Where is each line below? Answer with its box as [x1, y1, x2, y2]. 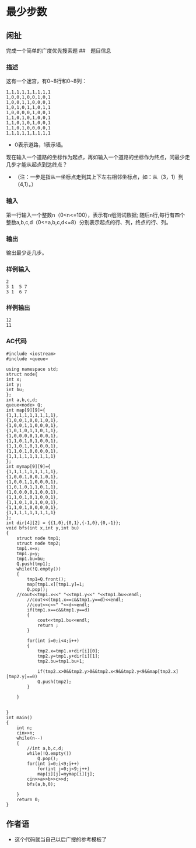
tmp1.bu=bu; [16, 556, 45, 562]
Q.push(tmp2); [37, 679, 72, 685]
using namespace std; [6, 366, 59, 372]
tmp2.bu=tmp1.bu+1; [37, 658, 85, 664]
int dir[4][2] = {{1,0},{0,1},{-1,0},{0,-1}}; [6, 519, 121, 526]
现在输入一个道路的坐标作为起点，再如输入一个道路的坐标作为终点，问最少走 [6, 153, 190, 161]
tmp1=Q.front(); [27, 576, 66, 582]
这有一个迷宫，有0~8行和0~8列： [6, 77, 87, 85]
